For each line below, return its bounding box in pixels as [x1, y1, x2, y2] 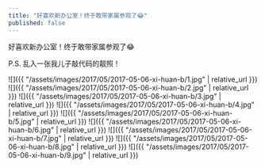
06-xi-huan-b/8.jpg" [8, 142, 75, 151]
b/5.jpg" [8, 116, 35, 126]
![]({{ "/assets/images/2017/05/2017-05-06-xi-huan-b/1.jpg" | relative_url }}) [8, 74, 258, 84]
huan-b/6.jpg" [8, 124, 55, 135]
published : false [8, 19, 66, 27]
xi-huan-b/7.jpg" [8, 133, 62, 143]
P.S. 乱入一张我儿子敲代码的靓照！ [8, 59, 121, 68]
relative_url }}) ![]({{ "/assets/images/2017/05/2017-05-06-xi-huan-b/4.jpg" [8, 100, 255, 109]
